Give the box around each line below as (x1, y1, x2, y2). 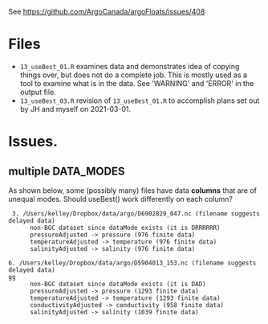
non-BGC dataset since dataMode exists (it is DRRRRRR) (29, 224, 221, 232)
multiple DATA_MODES (8, 164, 126, 178)
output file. (19, 87, 56, 96)
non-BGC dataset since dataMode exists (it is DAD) (29, 280, 206, 288)
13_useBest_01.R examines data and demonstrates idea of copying (19, 61, 240, 71)
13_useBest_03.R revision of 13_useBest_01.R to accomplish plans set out (19, 96, 260, 105)
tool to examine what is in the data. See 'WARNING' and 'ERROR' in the (19, 78, 254, 88)
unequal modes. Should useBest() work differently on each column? (8, 194, 233, 203)
